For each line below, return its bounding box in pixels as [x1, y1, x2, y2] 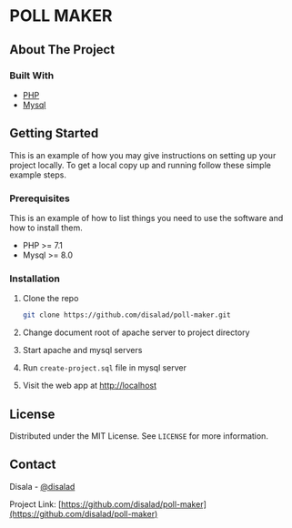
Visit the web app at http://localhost [22, 380, 157, 391]
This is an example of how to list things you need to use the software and [9, 212, 284, 223]
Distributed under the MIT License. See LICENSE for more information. [9, 430, 268, 442]
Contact [9, 457, 56, 472]
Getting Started [9, 126, 99, 141]
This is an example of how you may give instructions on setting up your [9, 149, 277, 160]
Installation [9, 272, 61, 285]
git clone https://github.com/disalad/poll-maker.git [22, 310, 231, 320]
